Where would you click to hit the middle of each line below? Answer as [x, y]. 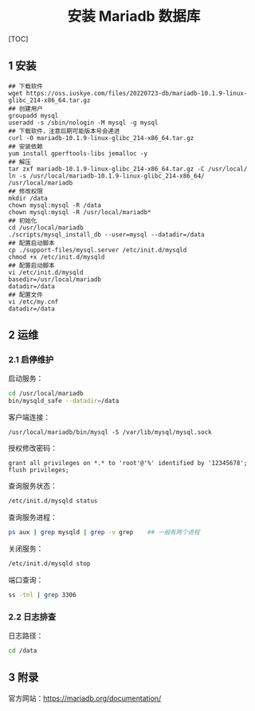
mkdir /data [28, 198]
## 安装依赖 [26, 146]
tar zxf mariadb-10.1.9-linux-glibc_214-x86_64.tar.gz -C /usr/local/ [128, 169]
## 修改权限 [26, 191]
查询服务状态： [33, 486]
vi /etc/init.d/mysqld [46, 272]
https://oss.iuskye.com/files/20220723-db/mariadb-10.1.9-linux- [137, 93]
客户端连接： [29, 417]
